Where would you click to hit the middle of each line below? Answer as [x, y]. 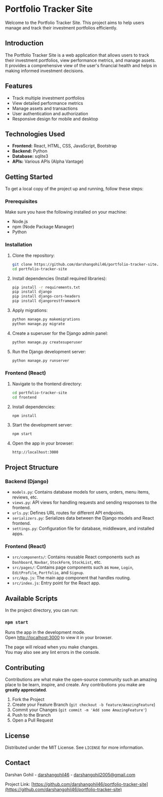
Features [19, 86]
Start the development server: [42, 425]
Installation [19, 245]
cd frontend [24, 397]
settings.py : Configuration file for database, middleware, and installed [83, 528]
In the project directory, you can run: [42, 610]
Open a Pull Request [33, 720]
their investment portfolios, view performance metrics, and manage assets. [81, 60]
